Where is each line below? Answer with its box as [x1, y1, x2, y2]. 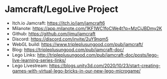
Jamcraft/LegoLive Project [5, 3, 119, 15]
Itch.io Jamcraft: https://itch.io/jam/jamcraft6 [12, 20, 105, 26]
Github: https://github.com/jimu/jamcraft [12, 30, 96, 36]
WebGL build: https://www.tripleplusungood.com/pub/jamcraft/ [12, 41, 143, 47]
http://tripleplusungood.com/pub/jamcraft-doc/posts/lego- [37, 51, 159, 58]
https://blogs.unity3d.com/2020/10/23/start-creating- [49, 62, 160, 68]
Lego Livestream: [12, 62, 48, 68]
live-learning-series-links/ [12, 57, 66, 63]
